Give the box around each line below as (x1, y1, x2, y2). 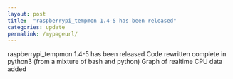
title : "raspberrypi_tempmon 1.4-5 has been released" (7, 17, 177, 24)
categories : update (7, 23, 66, 31)
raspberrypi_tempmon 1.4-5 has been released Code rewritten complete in (7, 50, 227, 58)
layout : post (7, 10, 46, 18)
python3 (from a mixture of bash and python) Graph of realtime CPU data (7, 58, 223, 66)
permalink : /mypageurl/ (7, 30, 78, 38)
